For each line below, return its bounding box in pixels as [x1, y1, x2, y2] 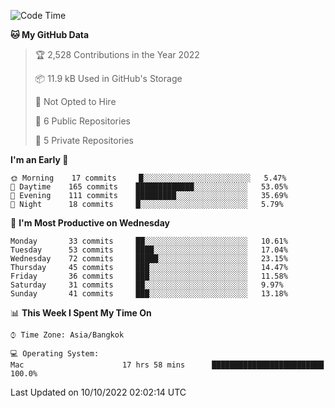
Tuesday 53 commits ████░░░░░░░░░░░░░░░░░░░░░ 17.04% [10, 245, 288, 255]
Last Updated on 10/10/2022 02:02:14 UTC [10, 386, 187, 398]
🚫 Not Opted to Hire [34, 96, 117, 107]
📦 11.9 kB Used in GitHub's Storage [34, 73, 183, 84]
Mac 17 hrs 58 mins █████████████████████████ [10, 360, 325, 370]
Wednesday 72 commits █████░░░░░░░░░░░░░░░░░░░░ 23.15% [10, 254, 288, 264]
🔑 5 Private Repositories [34, 135, 135, 146]
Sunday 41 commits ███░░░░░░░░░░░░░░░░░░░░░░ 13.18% [10, 289, 288, 299]
